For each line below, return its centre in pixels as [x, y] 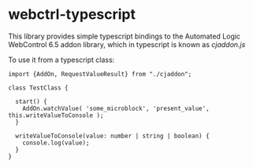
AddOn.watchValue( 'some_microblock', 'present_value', [116, 108]
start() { [31, 101]
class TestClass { [38, 88]
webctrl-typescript [72, 15]
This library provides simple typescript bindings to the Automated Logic [125, 36]
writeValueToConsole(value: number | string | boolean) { [113, 136]
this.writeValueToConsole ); [56, 115]
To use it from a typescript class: [61, 60]
